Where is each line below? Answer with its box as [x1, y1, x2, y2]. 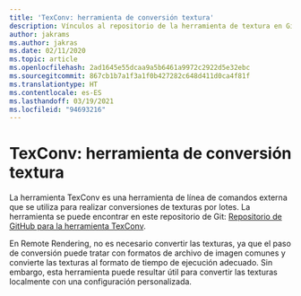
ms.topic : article [9, 55, 78, 64]
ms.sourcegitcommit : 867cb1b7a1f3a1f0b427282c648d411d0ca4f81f [9, 72, 251, 81]
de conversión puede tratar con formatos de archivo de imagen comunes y [9, 248, 287, 258]
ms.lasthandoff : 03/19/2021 [9, 96, 115, 106]
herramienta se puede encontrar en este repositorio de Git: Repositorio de [9, 212, 282, 222]
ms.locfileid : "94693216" [9, 105, 106, 114]
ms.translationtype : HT [9, 80, 99, 89]
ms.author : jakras [9, 38, 78, 48]
